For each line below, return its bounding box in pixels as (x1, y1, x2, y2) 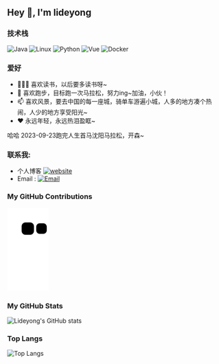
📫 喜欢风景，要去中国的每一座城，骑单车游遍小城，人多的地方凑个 (16, 97, 206, 105)
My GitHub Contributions (7, 192, 93, 201)
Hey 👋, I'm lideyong (7, 7, 91, 19)
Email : (16, 174, 36, 183)
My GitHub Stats (7, 301, 63, 310)
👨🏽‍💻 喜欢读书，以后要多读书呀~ (16, 80, 108, 88)
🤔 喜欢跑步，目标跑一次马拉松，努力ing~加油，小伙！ (16, 89, 168, 97)
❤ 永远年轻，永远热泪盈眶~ (16, 116, 96, 124)
